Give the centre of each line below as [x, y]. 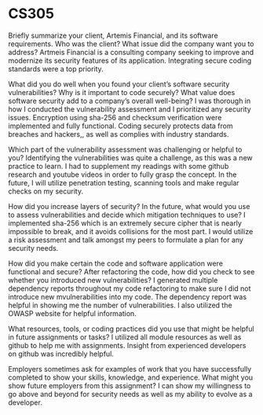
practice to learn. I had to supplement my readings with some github [119, 166]
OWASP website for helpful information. [73, 313]
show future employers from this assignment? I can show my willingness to [130, 385]
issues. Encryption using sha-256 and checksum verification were [115, 117]
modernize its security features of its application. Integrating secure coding [130, 61]
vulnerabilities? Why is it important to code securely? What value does [122, 92]
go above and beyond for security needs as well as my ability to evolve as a [130, 394]
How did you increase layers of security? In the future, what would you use [129, 206]
